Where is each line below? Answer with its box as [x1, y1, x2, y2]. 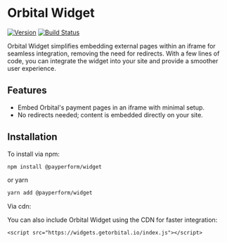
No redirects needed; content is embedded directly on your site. [17, 110, 204, 119]
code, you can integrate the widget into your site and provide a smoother [7, 56, 219, 65]
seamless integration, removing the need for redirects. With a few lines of [7, 49, 220, 58]
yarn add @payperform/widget [7, 190, 93, 197]
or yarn [7, 176, 29, 184]
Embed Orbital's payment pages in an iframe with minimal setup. [17, 103, 205, 112]
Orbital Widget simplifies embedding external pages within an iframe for [7, 41, 216, 50]
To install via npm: [7, 150, 60, 158]
